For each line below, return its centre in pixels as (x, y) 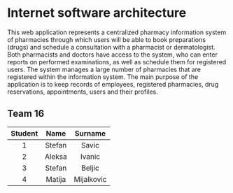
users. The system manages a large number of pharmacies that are (104, 69)
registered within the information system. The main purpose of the (103, 77)
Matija (56, 179)
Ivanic (90, 157)
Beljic (90, 168)
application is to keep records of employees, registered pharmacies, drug (113, 84)
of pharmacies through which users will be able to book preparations (107, 39)
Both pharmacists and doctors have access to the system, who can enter (113, 55)
